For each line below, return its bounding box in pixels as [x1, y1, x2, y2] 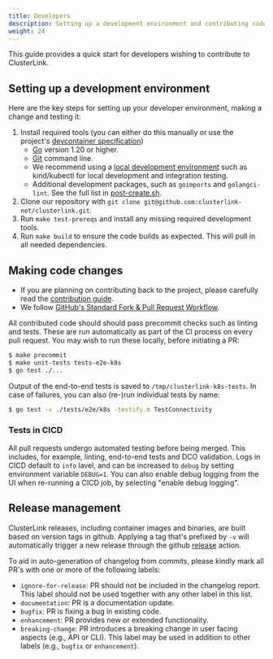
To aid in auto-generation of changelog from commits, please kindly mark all [8, 556, 264, 565]
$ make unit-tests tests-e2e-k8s [8, 359, 122, 367]
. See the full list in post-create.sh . [47, 188, 162, 198]
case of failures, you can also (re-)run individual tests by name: [8, 390, 220, 399]
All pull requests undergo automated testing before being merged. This [8, 443, 246, 452]
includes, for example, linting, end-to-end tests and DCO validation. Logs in [8, 452, 261, 461]
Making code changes [8, 264, 123, 277]
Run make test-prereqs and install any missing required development [19, 214, 252, 224]
